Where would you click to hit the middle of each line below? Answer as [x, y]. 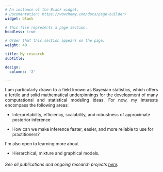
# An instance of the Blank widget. [42, 9]
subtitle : [15, 58]
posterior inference [31, 120]
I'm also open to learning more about [42, 144]
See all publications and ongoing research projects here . [62, 164]
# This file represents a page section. [47, 27]
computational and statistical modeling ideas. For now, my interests [81, 100]
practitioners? [26, 135]
